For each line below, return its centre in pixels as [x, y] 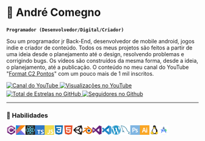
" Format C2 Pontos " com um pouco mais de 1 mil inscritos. [80, 73]
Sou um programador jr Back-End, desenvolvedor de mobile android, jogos [101, 41]
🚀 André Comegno [54, 13]
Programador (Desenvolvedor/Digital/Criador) [65, 30]
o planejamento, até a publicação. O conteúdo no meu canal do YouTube [98, 67]
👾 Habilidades [27, 115]
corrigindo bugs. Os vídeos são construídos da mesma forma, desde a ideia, [102, 60]
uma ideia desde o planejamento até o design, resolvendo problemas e [95, 54]
